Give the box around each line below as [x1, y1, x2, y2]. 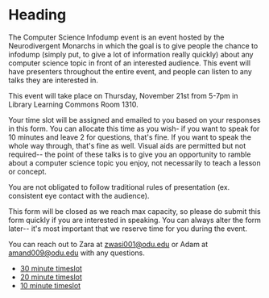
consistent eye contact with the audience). [8, 191, 150, 200]
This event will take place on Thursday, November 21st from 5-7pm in [8, 90, 238, 100]
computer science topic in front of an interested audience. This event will [8, 58, 251, 68]
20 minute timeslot [19, 272, 83, 282]
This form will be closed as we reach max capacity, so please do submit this [8, 206, 261, 216]
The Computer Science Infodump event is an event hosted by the [8, 32, 225, 42]
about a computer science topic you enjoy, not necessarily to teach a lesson [8, 157, 262, 167]
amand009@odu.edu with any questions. [8, 248, 145, 258]
